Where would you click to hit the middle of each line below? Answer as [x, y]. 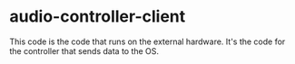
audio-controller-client [98, 17]
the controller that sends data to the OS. [84, 50]
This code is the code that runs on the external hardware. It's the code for [147, 41]
